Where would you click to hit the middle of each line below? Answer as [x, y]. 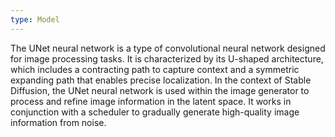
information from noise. [58, 122]
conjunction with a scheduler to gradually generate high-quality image [155, 112]
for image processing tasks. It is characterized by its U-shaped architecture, [167, 58]
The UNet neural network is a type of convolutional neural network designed [168, 48]
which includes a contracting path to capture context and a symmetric [155, 69]
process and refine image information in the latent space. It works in [151, 101]
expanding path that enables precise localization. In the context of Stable [161, 80]
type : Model [35, 19]
